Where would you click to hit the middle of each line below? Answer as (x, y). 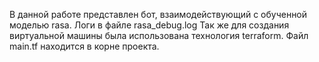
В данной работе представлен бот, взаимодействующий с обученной (158, 14)
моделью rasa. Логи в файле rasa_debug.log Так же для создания (149, 25)
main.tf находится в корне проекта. (84, 46)
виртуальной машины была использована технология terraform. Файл (159, 35)
